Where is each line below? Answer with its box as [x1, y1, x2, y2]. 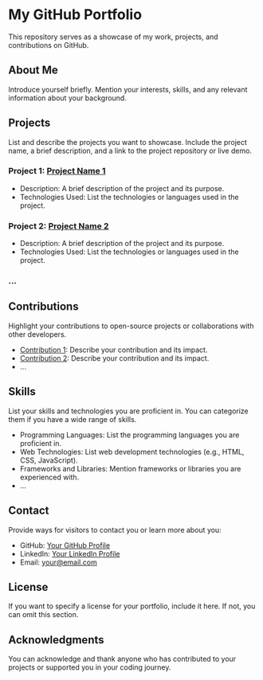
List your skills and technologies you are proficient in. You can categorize [8, 406, 249, 416]
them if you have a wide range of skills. [8, 414, 137, 424]
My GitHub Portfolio [8, 6, 142, 24]
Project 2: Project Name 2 [8, 221, 109, 232]
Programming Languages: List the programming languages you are [19, 430, 240, 440]
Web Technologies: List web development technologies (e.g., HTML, [19, 447, 245, 456]
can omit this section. [8, 610, 79, 619]
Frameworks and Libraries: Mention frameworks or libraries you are [19, 463, 241, 473]
